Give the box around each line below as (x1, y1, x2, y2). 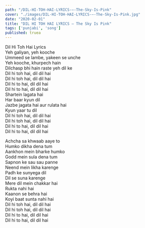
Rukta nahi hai (5, 186, 34, 191)
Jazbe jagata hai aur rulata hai (5, 102, 67, 108)
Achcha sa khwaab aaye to (5, 138, 60, 144)
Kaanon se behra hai (5, 191, 48, 197)
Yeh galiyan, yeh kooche (5, 49, 55, 55)
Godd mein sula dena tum (5, 154, 58, 159)
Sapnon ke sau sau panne (5, 159, 58, 165)
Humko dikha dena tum (5, 144, 53, 149)
